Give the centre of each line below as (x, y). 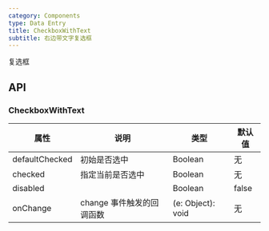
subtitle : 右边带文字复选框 (50, 38)
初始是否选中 (104, 159)
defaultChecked (42, 159)
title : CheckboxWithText (50, 30)
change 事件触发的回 (119, 202)
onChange (32, 208)
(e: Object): (194, 203)
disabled (28, 188)
